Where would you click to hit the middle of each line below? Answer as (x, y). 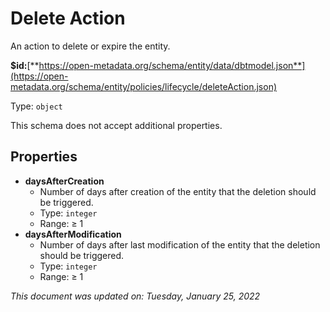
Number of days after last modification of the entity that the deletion (180, 244)
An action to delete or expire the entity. (90, 46)
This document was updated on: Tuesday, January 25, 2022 (135, 296)
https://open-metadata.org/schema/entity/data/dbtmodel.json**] (172, 65)
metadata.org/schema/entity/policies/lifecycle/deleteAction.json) (144, 86)
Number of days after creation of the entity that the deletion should (178, 191)
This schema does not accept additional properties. (116, 125)
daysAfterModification (73, 234)
